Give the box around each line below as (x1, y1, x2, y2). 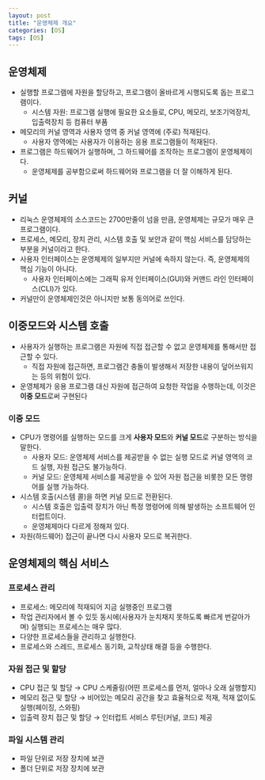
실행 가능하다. (46, 481, 89, 491)
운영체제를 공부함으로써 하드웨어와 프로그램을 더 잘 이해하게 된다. (31, 167, 233, 177)
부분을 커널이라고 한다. (19, 244, 90, 253)
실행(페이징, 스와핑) (19, 702, 81, 712)
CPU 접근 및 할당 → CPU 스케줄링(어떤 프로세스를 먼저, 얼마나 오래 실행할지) (19, 683, 257, 692)
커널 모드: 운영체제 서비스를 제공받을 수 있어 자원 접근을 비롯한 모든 (31, 472, 239, 481)
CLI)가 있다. (40, 283, 78, 293)
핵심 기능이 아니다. (19, 264, 78, 273)
